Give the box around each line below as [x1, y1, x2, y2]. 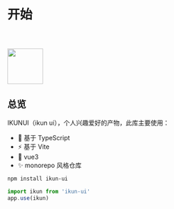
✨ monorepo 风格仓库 [17, 161, 82, 169]
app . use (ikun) [7, 194, 50, 202]
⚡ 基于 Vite [17, 142, 50, 151]
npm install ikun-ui [7, 175, 69, 182]
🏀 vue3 [17, 152, 39, 161]
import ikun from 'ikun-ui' [7, 188, 91, 195]
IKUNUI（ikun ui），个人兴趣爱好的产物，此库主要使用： [7, 118, 170, 127]
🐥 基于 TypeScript [17, 133, 70, 142]
